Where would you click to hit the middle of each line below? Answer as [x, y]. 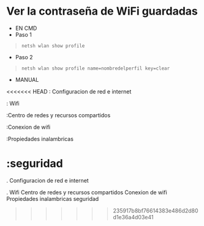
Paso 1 [24, 34]
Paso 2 [24, 57]
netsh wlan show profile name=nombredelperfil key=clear [96, 68]
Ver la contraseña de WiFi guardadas [102, 11]
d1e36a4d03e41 [133, 217]
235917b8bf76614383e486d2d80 [156, 210]
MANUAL [27, 79]
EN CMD [26, 28]
